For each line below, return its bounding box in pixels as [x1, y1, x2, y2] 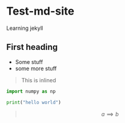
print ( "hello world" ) [6, 99, 62, 105]
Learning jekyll [6, 24, 43, 32]
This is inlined [21, 76, 56, 83]
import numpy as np [6, 88, 56, 94]
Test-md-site [6, 4, 74, 18]
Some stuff [15, 58, 43, 65]
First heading [6, 42, 58, 52]
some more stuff [15, 65, 57, 72]
